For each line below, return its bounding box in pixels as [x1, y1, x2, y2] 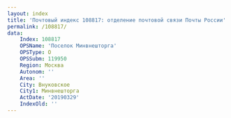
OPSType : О [20, 49, 52, 56]
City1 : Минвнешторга [20, 87, 80, 94]
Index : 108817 [20, 36, 61, 43]
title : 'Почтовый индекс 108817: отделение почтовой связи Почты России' [7, 17, 227, 24]
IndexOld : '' [20, 101, 58, 108]
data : [7, 29, 23, 37]
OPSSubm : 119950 [20, 56, 68, 62]
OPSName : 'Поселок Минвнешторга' [20, 42, 117, 49]
